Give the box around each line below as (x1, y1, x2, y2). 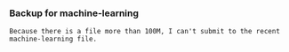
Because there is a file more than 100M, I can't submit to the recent (9, 27, 280, 36)
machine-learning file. (9, 34, 98, 44)
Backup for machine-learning (9, 7, 140, 19)
